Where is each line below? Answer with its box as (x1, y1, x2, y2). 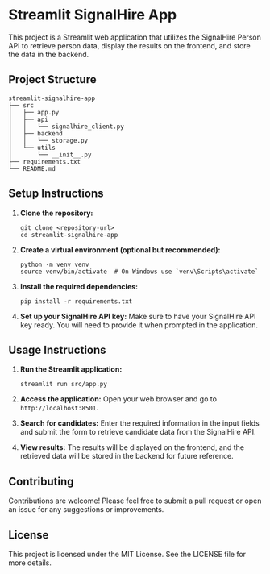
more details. (8, 558, 52, 568)
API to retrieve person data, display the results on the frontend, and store (8, 40, 251, 50)
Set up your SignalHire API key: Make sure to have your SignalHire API (19, 311, 256, 321)
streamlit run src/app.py (19, 381, 107, 389)
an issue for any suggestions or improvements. (8, 505, 164, 514)
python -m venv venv (19, 260, 89, 268)
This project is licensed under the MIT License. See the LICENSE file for (8, 550, 247, 559)
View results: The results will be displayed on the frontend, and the (19, 443, 244, 452)
